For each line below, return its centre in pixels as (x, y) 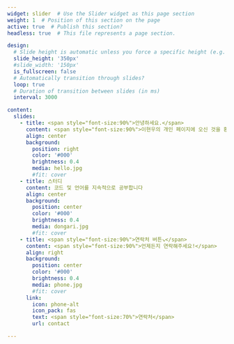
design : (18, 46)
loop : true (29, 84)
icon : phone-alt (56, 304)
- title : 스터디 (41, 181)
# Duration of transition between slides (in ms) (87, 91)
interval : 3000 (36, 97)
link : (33, 298)
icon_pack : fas (54, 311)
